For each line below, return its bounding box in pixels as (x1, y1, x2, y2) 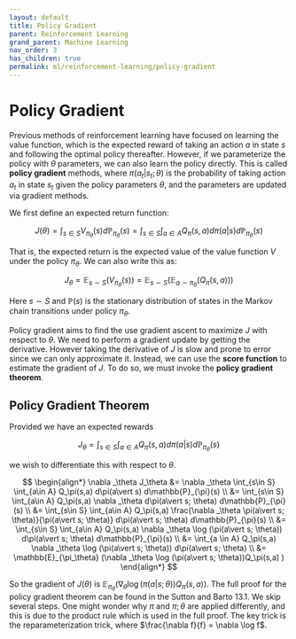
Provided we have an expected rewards (9, 422, 154, 432)
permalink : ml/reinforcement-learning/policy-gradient (9, 63, 216, 72)
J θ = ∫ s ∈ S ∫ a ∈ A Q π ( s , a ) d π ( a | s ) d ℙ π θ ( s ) (78, 440, 220, 453)
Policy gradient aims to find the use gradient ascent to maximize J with (9, 325, 268, 336)
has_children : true (9, 54, 82, 63)
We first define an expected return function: (9, 207, 170, 218)
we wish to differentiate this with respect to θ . (9, 460, 176, 471)
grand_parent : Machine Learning (9, 37, 129, 47)
